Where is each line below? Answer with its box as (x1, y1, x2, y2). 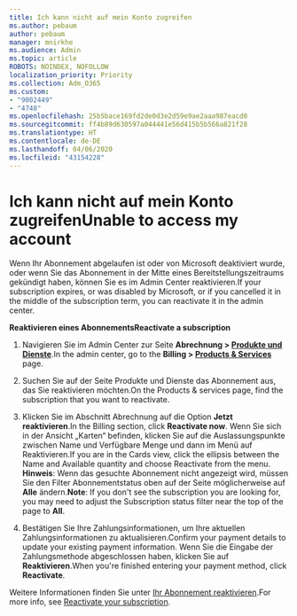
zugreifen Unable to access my (9, 210, 239, 230)
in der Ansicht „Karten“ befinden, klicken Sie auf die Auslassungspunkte (21, 431, 285, 441)
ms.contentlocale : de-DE (9, 136, 101, 145)
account (9, 229, 72, 249)
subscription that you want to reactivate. (21, 394, 170, 405)
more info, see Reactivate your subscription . (9, 597, 171, 607)
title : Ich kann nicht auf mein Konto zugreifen (9, 12, 192, 22)
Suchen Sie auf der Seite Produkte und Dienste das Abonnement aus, (21, 376, 277, 386)
